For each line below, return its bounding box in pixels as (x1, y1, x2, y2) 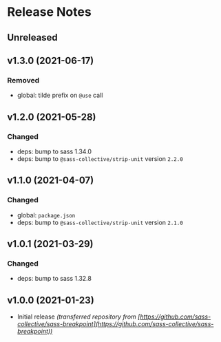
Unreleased (7, 32, 59, 43)
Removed (7, 75, 40, 85)
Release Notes (7, 4, 92, 20)
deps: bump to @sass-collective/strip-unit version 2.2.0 (17, 154, 184, 162)
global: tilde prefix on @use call (17, 91, 103, 100)
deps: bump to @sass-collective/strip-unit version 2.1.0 (17, 218, 184, 226)
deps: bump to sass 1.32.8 (17, 275, 92, 283)
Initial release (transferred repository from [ (17, 312, 140, 321)
